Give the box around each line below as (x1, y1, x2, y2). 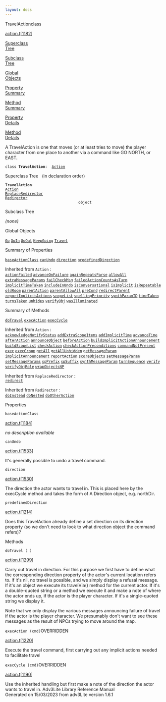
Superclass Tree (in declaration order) (5, 173, 85, 179)
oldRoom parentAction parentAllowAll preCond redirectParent (5, 288, 130, 293)
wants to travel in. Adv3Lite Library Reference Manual (5, 686, 115, 692)
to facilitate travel (5, 652, 41, 658)
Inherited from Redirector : (5, 387, 60, 393)
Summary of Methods (5, 307, 50, 313)
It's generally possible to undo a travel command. (5, 457, 106, 463)
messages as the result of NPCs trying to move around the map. (5, 618, 136, 624)
